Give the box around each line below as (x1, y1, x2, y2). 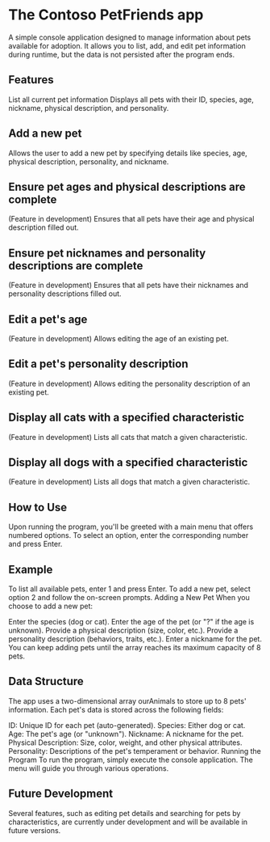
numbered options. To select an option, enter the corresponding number (8, 531, 249, 540)
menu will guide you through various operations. (8, 763, 169, 773)
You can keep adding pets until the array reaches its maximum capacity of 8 (8, 643, 261, 653)
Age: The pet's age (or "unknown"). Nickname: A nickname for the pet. (8, 729, 244, 738)
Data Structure (8, 675, 85, 688)
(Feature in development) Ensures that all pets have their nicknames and (8, 281, 248, 290)
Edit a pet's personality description (8, 358, 189, 371)
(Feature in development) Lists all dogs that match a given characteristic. (8, 477, 251, 487)
